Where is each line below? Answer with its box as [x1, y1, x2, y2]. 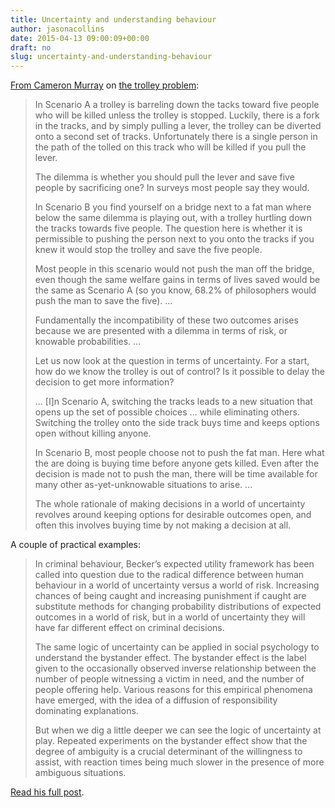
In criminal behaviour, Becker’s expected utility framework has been [34, 558, 315, 570]
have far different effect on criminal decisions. [34, 622, 225, 634]
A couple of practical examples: [10, 539, 142, 551]
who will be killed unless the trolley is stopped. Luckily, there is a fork [34, 109, 320, 121]
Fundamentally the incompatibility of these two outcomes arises [34, 314, 299, 326]
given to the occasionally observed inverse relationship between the [34, 662, 317, 675]
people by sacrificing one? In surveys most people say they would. [34, 182, 310, 194]
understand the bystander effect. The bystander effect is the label [34, 652, 307, 664]
